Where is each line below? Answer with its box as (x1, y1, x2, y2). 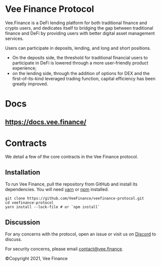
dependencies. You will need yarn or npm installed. (5, 187, 109, 192)
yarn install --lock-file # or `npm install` (5, 205, 100, 210)
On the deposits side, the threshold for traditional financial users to (12, 54, 148, 60)
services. (5, 36, 24, 41)
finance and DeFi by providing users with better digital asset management (5, 30, 155, 36)
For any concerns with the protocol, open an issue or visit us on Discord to (5, 231, 157, 237)
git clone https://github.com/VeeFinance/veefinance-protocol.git (5, 196, 144, 201)
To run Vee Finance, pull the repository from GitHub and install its (5, 181, 138, 187)
